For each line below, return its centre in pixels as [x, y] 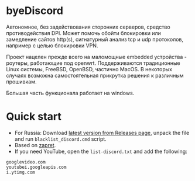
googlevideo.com [26, 162]
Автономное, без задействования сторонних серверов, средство [88, 27]
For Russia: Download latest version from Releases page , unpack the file [102, 133]
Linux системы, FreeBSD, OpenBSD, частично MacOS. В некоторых [89, 69]
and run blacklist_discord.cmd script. [60, 139]
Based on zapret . [35, 145]
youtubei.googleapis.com [36, 167]
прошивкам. [21, 81]
